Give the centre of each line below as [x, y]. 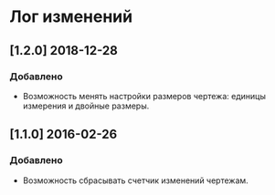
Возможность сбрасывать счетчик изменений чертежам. [135, 180]
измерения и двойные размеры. [86, 106]
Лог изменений [71, 17]
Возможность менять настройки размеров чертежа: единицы [144, 96]
